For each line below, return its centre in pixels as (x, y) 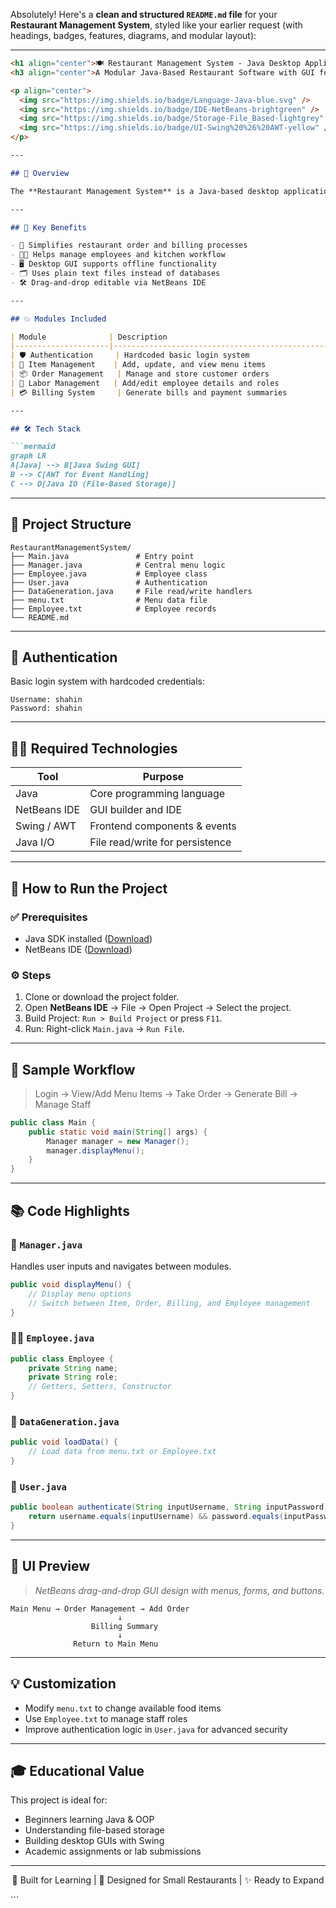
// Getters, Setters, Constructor (100, 1387)
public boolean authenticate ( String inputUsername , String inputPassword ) (169, 1507)
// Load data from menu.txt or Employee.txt (122, 1452)
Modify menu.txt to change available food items (123, 1708)
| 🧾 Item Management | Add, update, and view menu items (138, 365)
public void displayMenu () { (71, 1284)
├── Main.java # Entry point (102, 556)
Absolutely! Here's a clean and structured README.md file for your (144, 14)
